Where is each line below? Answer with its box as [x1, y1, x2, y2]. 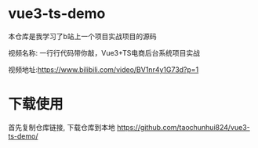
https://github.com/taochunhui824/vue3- [116, 122, 251, 132]
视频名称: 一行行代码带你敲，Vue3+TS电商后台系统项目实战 [8, 48, 200, 57]
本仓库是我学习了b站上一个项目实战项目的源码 [8, 31, 157, 41]
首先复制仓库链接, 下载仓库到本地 [8, 122, 115, 132]
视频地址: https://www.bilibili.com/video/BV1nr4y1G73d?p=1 [8, 64, 199, 74]
